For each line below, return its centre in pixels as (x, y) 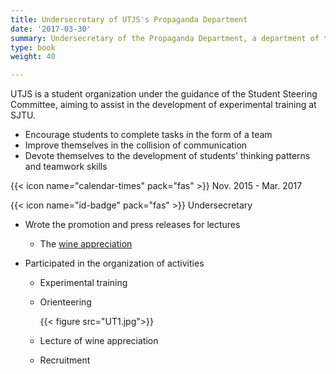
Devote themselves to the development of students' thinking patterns (167, 156)
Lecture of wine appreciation (99, 341)
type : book (33, 47)
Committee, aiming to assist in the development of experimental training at (163, 105)
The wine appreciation (86, 244)
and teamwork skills (66, 167)
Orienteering (65, 302)
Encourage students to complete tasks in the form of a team (148, 135)
